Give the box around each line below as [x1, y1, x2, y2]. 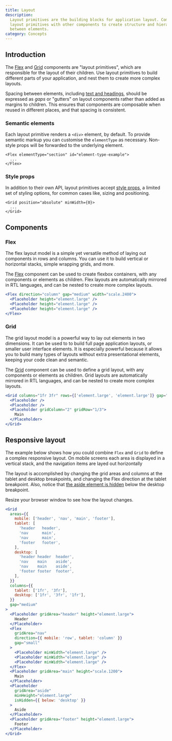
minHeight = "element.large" [14, 693, 72, 698]
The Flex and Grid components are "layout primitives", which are [5, 64, 142, 70]
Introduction [5, 50, 46, 59]
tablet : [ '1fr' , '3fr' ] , [14, 588, 68, 593]
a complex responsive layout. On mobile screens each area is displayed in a [5, 455, 165, 461]
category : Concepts [5, 31, 47, 36]
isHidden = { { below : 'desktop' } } [14, 697, 86, 703]
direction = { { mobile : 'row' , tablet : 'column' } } [14, 636, 123, 641]
